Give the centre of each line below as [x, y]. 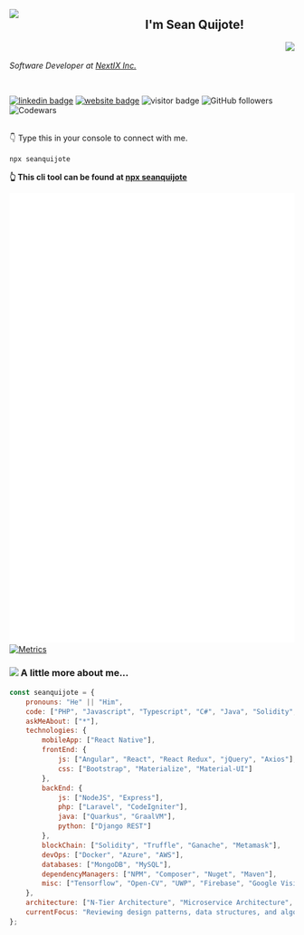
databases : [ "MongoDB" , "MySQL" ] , [107, 864]
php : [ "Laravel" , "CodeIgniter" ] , [123, 807]
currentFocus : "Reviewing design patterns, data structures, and [152, 912]
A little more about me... [75, 672]
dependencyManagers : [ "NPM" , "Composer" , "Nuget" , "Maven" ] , [160, 874]
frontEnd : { [65, 750]
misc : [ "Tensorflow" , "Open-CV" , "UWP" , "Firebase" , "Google [160, 883]
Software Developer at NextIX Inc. [73, 65]
